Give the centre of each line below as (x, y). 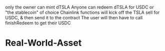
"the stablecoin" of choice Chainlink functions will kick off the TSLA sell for (82, 12)
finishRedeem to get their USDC (38, 23)
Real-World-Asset (43, 43)
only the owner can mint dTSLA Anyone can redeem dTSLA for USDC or (79, 7)
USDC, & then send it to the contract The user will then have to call (74, 18)
